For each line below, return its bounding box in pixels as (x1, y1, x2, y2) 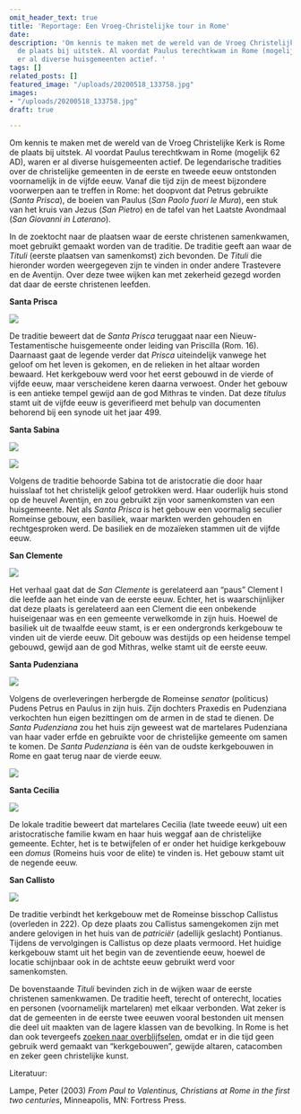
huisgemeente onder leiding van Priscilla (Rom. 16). (70, 340, 260, 351)
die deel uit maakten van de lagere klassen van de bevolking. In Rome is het (9, 1021, 289, 1033)
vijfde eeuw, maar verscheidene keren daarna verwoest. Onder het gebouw (9, 378, 288, 389)
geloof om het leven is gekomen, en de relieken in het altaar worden (9, 359, 260, 370)
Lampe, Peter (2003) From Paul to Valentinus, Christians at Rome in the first (9, 1085, 290, 1096)
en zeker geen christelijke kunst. (9, 1050, 129, 1061)
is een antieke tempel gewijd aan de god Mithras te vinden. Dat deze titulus (9, 388, 287, 399)
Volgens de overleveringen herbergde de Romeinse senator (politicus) (9, 694, 269, 704)
